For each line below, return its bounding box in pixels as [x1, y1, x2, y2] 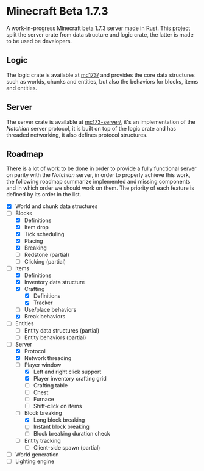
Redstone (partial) [24, 251, 70, 258]
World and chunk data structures [15, 203, 98, 210]
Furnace [33, 395, 55, 403]
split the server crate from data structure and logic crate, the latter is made [6, 31, 194, 38]
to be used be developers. [6, 37, 72, 45]
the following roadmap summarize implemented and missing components [6, 178, 191, 185]
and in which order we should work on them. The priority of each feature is [6, 184, 195, 192]
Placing [24, 237, 44, 245]
